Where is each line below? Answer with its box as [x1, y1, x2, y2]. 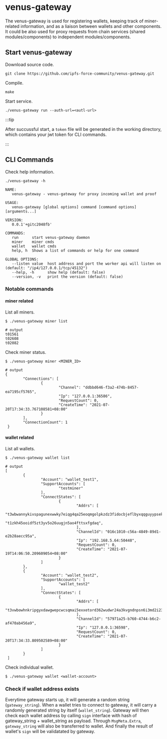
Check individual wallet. [5, 664, 54, 670]
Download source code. [5, 61, 54, 67]
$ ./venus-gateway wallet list [5, 455, 70, 460]
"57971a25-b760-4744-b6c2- [105, 616, 162, 621]
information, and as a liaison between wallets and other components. [20, 23, 162, 29]
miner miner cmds [11, 239, 55, 244]
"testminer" [58, 486, 83, 491]
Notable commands [5, 286, 54, 293]
